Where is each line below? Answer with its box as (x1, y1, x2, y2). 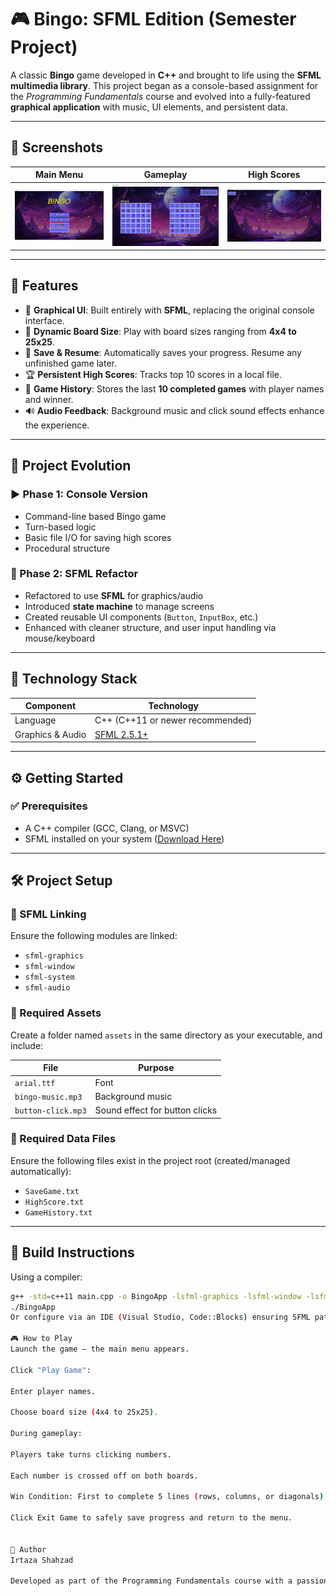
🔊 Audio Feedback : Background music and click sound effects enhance (24, 404, 325, 416)
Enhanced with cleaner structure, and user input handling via (24, 621, 277, 633)
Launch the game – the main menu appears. (10, 1344, 190, 1355)
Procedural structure (24, 542, 111, 554)
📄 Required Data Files (10, 1132, 117, 1146)
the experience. (24, 419, 90, 431)
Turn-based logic (24, 521, 97, 533)
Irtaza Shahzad (10, 1555, 74, 1565)
